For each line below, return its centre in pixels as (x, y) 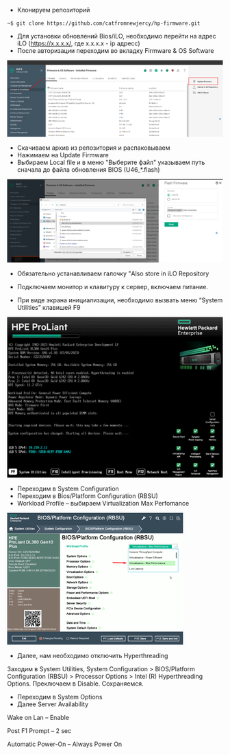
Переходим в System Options (60, 697)
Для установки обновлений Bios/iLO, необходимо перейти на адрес (117, 36)
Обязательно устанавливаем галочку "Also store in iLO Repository (113, 273)
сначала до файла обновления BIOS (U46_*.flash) (88, 169)
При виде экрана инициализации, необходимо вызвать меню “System (120, 300)
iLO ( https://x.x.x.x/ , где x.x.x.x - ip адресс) (78, 43)
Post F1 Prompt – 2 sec (39, 731)
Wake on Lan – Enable (38, 718)
